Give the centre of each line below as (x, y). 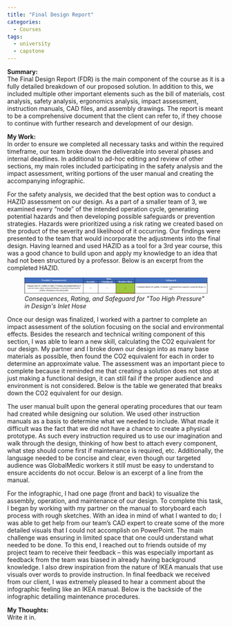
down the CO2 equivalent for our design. (65, 393)
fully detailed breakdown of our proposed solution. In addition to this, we (110, 86)
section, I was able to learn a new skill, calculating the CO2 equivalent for (111, 341)
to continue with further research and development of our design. (100, 123)
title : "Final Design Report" (51, 15)
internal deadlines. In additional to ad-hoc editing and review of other (105, 159)
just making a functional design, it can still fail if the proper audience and (110, 378)
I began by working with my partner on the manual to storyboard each (107, 508)
